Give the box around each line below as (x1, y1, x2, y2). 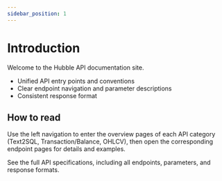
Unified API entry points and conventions (17, 77, 135, 85)
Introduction (7, 40, 80, 56)
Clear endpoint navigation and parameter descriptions (17, 84, 172, 93)
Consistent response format (17, 91, 97, 100)
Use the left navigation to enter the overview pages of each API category (7, 130, 216, 139)
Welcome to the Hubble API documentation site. (7, 63, 144, 72)
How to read (7, 111, 61, 123)
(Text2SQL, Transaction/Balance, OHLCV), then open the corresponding (7, 137, 214, 146)
